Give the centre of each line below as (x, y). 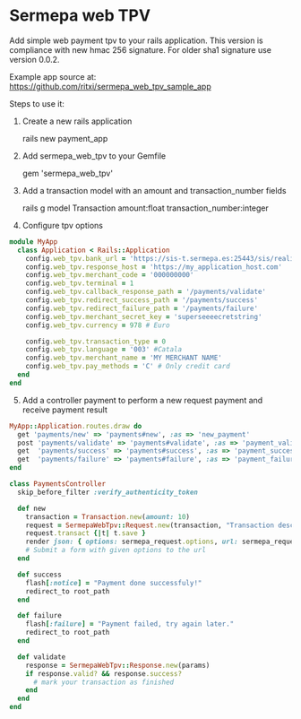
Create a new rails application (77, 121)
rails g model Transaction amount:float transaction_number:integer (145, 208)
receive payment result (64, 410)
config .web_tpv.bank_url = (76, 258)
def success (40, 575)
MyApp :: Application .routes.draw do (76, 426)
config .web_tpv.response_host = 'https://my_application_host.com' (154, 267)
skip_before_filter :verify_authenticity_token (108, 492)
